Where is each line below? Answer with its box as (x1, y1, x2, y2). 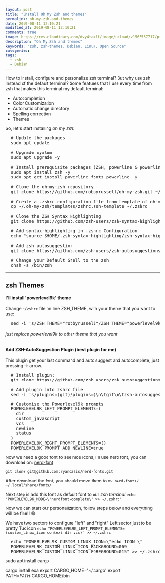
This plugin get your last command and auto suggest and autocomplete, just (5, 357, 160, 363)
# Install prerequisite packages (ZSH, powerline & (10, 165, 138, 170)
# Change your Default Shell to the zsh (10, 258, 109, 263)
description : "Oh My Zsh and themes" (5, 39, 83, 44)
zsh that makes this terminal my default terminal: (5, 86, 104, 92)
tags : (5, 52, 17, 58)
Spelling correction (12, 111, 51, 117)
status (16, 430, 32, 436)
